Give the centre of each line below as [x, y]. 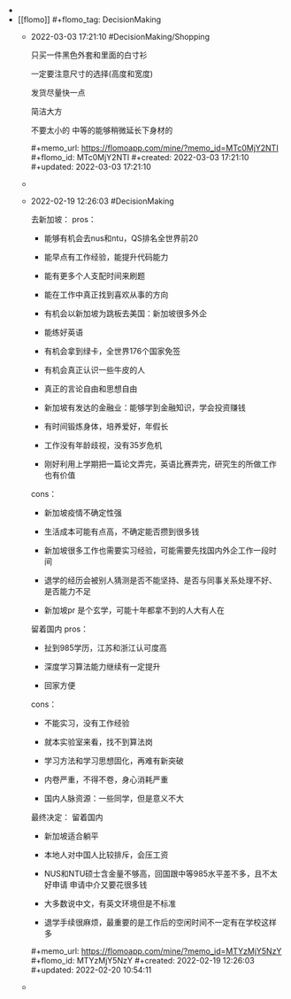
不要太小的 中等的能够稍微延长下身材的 [102, 130]
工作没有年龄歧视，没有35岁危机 [103, 445]
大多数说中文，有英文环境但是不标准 [110, 903]
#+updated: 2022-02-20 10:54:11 [91, 970]
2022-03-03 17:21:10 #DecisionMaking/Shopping [120, 37]
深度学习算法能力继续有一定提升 [102, 666]
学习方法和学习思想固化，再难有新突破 [114, 761]
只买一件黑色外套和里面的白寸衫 [89, 55]
